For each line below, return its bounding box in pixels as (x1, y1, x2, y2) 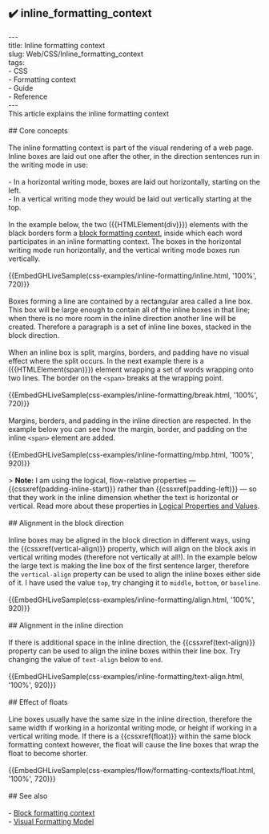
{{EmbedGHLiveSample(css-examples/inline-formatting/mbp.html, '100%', (8, 450, 255, 459)
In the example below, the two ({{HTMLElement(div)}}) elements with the (8, 219, 248, 229)
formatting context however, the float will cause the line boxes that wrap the (8, 739, 259, 749)
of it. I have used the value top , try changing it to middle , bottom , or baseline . (8, 577, 261, 588)
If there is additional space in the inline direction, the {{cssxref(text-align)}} (8, 637, 256, 647)
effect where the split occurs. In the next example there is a (8, 356, 204, 365)
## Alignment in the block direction (8, 518, 124, 527)
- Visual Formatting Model (8, 816, 94, 826)
